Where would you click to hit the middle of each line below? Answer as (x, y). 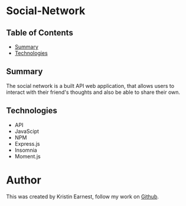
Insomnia (26, 150)
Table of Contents (40, 33)
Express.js (27, 143)
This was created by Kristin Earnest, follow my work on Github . (83, 197)
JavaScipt (27, 131)
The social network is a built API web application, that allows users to (90, 86)
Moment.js (27, 156)
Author (24, 180)
